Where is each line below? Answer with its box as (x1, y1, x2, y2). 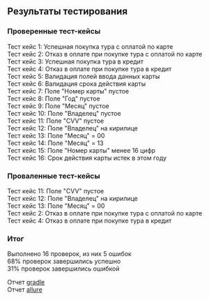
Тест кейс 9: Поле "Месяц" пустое (7, 101, 109, 110)
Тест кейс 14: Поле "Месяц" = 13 (7, 139, 104, 147)
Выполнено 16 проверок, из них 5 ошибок (7, 250, 132, 258)
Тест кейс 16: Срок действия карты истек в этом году (7, 153, 167, 162)
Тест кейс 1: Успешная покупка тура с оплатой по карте (7, 42, 173, 51)
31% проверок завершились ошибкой (7, 264, 120, 273)
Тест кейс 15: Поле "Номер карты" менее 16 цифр (7, 146, 155, 154)
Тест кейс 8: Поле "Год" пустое (7, 94, 100, 103)
